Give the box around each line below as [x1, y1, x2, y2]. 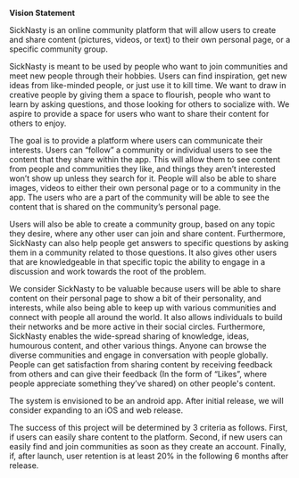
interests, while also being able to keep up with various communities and [9, 302, 277, 313]
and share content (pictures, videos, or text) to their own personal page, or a [9, 35, 291, 45]
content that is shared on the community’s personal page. [9, 202, 221, 212]
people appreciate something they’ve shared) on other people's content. [9, 378, 276, 389]
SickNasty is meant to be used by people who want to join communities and [9, 62, 288, 71]
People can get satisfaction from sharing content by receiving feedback [9, 359, 273, 369]
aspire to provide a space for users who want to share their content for [9, 109, 270, 119]
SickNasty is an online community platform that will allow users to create [9, 25, 277, 35]
